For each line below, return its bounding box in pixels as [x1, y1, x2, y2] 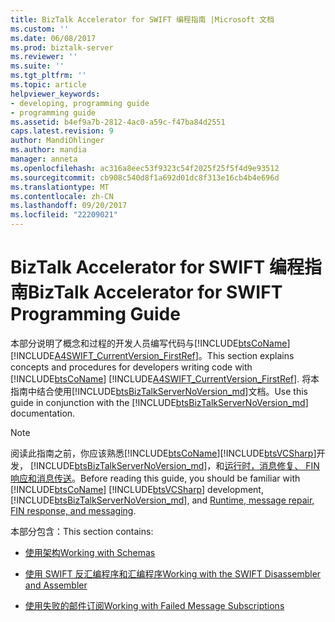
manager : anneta [10, 154, 78, 164]
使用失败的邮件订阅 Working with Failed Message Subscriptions [24, 599, 285, 611]
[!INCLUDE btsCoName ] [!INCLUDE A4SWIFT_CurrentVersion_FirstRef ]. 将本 [10, 372, 320, 385]
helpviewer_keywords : [10, 89, 101, 99]
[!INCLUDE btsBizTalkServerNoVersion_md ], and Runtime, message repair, [10, 494, 315, 506]
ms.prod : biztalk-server [10, 42, 114, 53]
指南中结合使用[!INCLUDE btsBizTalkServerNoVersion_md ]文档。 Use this [10, 385, 308, 397]
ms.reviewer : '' [10, 52, 78, 62]
